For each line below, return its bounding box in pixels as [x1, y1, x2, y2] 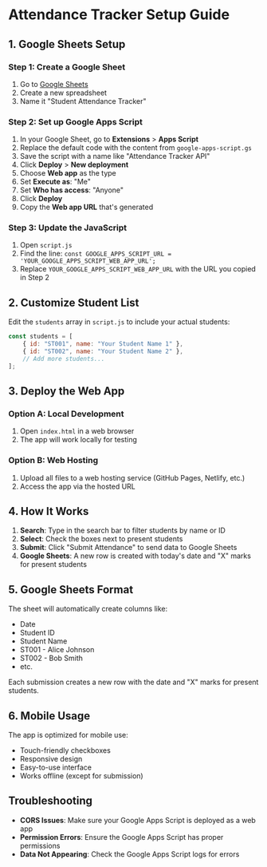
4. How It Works [8, 505, 89, 518]
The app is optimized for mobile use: [8, 730, 129, 740]
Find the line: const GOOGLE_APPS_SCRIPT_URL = [19, 249, 172, 259]
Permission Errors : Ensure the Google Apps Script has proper [19, 832, 224, 841]
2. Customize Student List [8, 295, 139, 309]
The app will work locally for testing [19, 435, 138, 445]
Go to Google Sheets [19, 79, 89, 89]
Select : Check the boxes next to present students [19, 534, 183, 544]
